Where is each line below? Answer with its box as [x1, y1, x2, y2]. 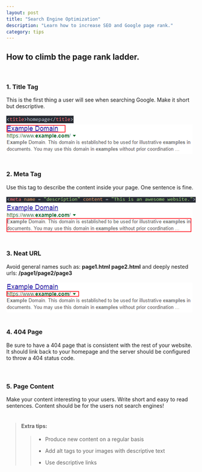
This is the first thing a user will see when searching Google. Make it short [6, 96, 190, 103]
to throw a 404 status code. [6, 354, 75, 361]
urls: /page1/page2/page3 [6, 269, 73, 277]
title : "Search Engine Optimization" [6, 16, 101, 22]
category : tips [6, 29, 44, 35]
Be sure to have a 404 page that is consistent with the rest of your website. [6, 342, 192, 349]
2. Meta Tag [6, 170, 42, 179]
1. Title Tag [6, 82, 38, 91]
